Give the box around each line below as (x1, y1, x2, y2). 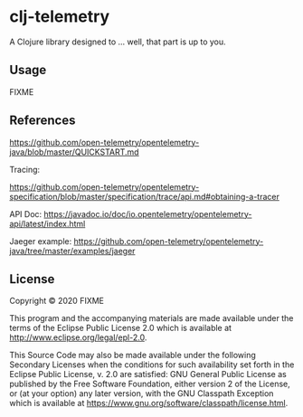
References (9, 113, 76, 128)
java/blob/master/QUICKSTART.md (9, 147, 139, 157)
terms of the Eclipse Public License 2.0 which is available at (9, 323, 232, 334)
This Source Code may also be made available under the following (9, 350, 256, 361)
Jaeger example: (9, 235, 72, 246)
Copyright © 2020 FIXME (9, 296, 105, 307)
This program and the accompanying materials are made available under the (9, 313, 294, 324)
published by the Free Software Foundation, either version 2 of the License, (9, 378, 291, 390)
